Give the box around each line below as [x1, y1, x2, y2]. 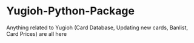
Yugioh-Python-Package [6, 4, 135, 18]
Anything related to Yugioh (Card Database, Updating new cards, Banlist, [6, 24, 189, 31]
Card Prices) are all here [6, 30, 67, 37]
